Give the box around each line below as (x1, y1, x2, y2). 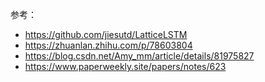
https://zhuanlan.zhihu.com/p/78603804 (24, 39, 193, 51)
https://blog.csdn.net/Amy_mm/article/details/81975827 (24, 50, 255, 62)
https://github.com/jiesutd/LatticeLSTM (24, 29, 188, 40)
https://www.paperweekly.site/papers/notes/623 (24, 61, 227, 72)
